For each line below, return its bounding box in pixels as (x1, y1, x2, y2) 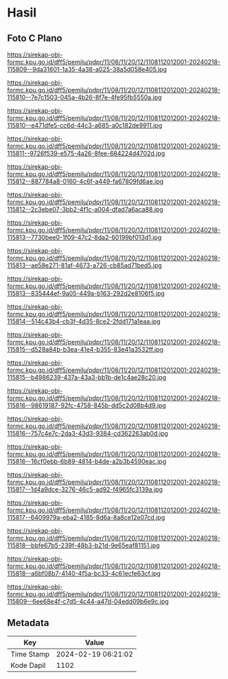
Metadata (7, 617, 49, 629)
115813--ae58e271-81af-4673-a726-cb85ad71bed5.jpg (7, 261, 163, 270)
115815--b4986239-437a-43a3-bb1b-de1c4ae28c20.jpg (7, 374, 167, 381)
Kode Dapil (10, 660, 46, 670)
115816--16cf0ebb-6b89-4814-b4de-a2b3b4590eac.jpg (7, 457, 167, 465)
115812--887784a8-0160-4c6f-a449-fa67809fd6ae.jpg (7, 177, 163, 185)
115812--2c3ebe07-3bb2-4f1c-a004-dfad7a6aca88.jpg (7, 205, 163, 213)
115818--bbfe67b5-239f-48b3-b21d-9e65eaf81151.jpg (7, 541, 160, 549)
